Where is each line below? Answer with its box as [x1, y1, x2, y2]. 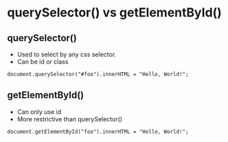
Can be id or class [16, 58, 69, 66]
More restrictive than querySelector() [16, 115, 122, 123]
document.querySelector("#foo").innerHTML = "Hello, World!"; [7, 71, 189, 78]
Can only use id [16, 108, 62, 116]
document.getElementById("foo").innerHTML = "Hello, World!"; [7, 128, 189, 135]
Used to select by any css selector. [16, 50, 117, 58]
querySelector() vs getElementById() [7, 5, 222, 21]
